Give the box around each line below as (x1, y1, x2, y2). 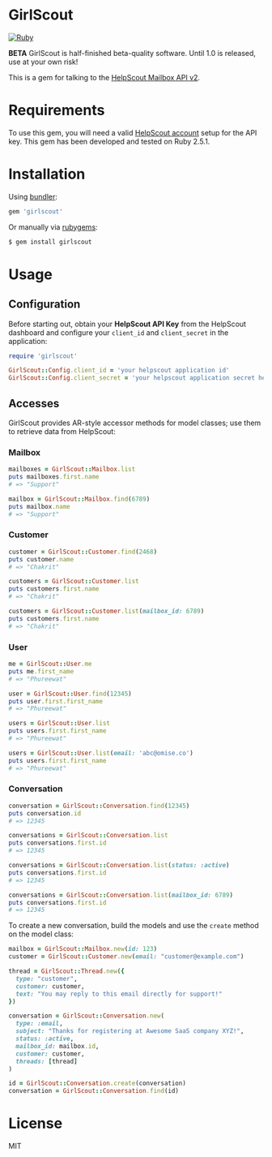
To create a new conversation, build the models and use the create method (8, 921, 259, 931)
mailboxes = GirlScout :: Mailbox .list (8, 465, 136, 474)
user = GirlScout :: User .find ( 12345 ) (8, 690, 132, 698)
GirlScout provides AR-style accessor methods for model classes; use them (8, 418, 261, 428)
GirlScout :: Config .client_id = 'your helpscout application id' (8, 367, 230, 375)
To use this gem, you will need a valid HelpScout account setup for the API (8, 127, 257, 137)
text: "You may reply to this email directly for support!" (15, 990, 223, 998)
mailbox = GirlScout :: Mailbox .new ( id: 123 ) (8, 945, 158, 953)
